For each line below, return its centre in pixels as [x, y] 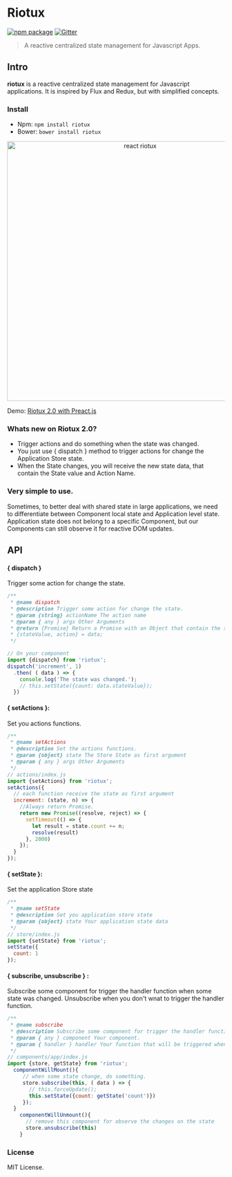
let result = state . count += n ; [79, 826]
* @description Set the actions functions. [74, 749]
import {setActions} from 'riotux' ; [60, 781]
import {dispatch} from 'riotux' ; [57, 660]
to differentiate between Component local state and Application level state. [113, 513]
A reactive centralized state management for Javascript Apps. [112, 45]
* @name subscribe [37, 1025]
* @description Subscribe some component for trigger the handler [108, 1031]
